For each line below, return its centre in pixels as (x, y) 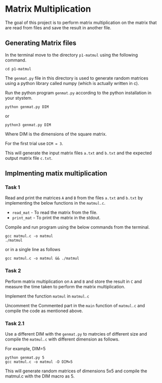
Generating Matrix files (41, 43)
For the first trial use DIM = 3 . (34, 143)
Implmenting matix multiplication (56, 174)
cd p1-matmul (18, 69)
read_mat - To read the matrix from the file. (55, 213)
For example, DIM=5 (26, 349)
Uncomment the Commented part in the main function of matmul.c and (75, 305)
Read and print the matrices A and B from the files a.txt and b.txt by (74, 198)
